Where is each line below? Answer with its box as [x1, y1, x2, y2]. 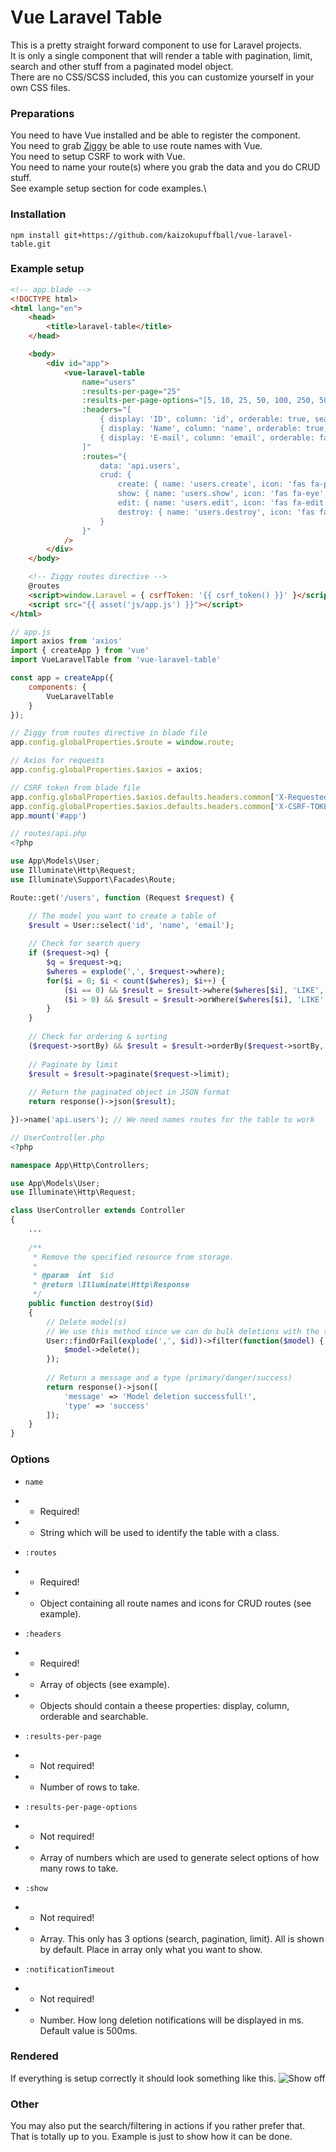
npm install [10, 230, 60, 240]
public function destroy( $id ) [28, 1299, 155, 1309]
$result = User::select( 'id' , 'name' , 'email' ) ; [28, 920, 235, 930]
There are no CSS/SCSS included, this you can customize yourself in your [10, 71, 315, 83]
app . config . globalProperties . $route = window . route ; [10, 737, 235, 748]
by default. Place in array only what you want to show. [39, 1943, 263, 1955]
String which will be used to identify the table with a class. [39, 1526, 280, 1538]
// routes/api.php [10, 829, 87, 839]
